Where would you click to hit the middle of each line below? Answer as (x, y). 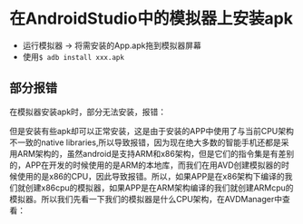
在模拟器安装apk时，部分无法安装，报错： (88, 112)
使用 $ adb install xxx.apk (73, 56)
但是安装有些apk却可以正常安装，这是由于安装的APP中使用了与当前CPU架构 (152, 131)
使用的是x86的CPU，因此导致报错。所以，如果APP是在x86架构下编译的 (151, 176)
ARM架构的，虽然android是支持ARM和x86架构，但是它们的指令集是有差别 (156, 153)
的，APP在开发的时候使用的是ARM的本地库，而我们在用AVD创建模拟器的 (146, 165)
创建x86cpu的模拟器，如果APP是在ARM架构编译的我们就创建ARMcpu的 (159, 188)
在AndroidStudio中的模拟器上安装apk (151, 19)
